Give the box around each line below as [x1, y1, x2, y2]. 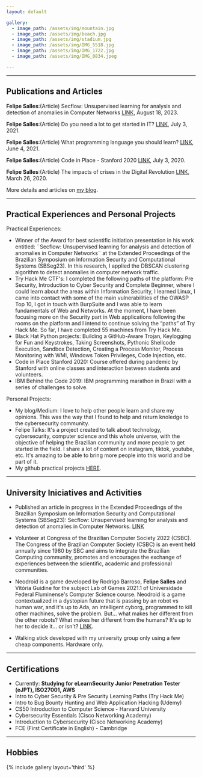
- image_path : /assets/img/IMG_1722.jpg [11, 48, 114, 54]
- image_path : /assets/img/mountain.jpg [11, 25, 114, 31]
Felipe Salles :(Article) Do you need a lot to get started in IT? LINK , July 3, [6, 120, 188, 127]
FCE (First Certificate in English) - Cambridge [14, 725, 127, 731]
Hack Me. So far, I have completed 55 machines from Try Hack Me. [14, 326, 182, 334]
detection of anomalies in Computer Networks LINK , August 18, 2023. [6, 109, 179, 116]
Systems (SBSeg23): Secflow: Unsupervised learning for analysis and [14, 517, 188, 524]
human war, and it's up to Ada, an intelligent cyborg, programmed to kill [14, 604, 192, 611]
